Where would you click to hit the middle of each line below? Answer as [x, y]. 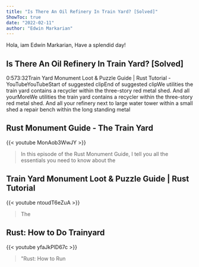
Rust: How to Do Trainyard [56, 233]
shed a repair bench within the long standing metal [68, 110]
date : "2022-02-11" [30, 23]
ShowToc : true [24, 17]
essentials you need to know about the [68, 160]
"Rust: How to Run [43, 258]
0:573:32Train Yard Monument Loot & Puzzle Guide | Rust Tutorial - [89, 78]
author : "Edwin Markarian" [40, 28]
